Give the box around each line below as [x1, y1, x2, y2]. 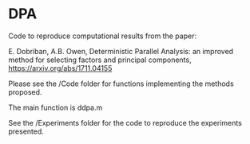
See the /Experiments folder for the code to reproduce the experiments [8, 118, 242, 127]
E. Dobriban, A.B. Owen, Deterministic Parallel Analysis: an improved [8, 46, 234, 56]
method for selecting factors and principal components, [8, 55, 192, 64]
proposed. [8, 87, 42, 96]
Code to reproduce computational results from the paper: [8, 31, 197, 41]
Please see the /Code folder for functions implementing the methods [8, 79, 234, 88]
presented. [8, 126, 44, 136]
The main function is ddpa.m [8, 103, 103, 112]
